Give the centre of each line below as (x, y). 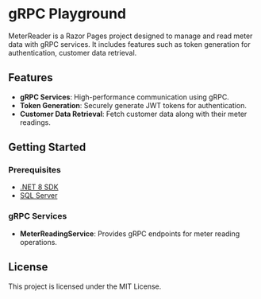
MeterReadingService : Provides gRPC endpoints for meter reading (130, 233)
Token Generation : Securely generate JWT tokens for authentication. (133, 105)
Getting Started (47, 148)
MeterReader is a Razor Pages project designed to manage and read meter (130, 36)
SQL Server (38, 196)
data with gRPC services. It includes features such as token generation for (130, 44)
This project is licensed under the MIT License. (85, 286)
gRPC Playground (67, 14)
